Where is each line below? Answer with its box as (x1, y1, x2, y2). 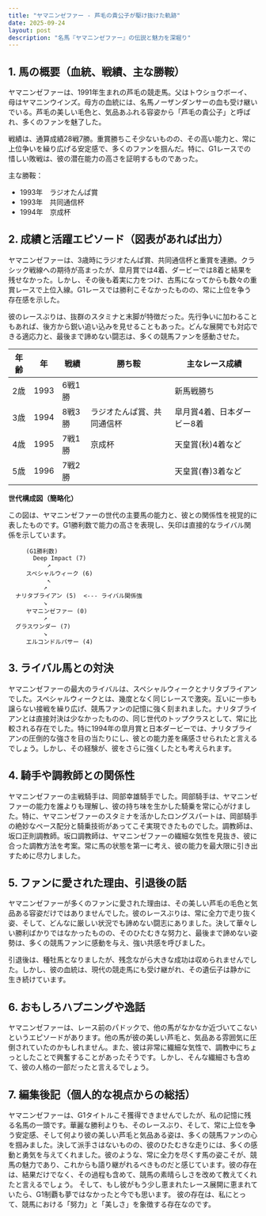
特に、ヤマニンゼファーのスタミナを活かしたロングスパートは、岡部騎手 (21, 811, 258, 821)
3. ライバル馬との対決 (8, 661, 114, 675)
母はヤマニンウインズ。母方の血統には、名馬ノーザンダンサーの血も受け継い (8, 97, 258, 107)
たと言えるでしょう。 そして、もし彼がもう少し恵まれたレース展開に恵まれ (8, 1180, 252, 1189)
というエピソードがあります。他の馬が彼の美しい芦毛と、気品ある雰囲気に (8, 1033, 251, 1043)
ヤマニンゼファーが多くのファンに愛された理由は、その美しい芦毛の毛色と (8, 898, 251, 908)
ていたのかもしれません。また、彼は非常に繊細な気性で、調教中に (28, 1043, 244, 1052)
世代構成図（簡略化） (8, 493, 78, 503)
